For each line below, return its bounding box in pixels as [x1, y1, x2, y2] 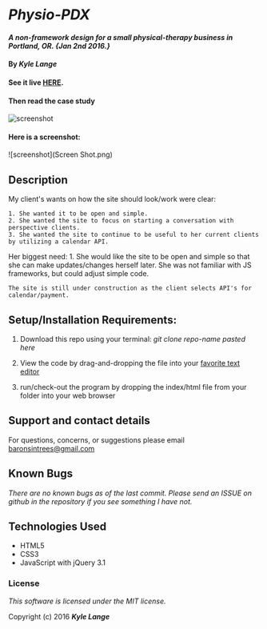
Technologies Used [8, 520, 106, 534]
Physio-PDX [8, 6, 90, 24]
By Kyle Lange [8, 59, 58, 69]
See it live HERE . [8, 78, 64, 87]
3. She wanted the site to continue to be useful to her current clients [8, 230, 260, 239]
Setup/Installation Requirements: [8, 313, 177, 327]
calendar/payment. [8, 291, 70, 299]
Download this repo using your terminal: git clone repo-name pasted [19, 335, 246, 343]
